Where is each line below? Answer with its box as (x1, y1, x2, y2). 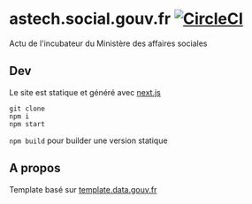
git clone (9, 104, 46, 113)
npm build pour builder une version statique (9, 135, 168, 146)
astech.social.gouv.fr (9, 9, 171, 29)
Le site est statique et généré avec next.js (9, 87, 162, 97)
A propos (9, 161, 61, 176)
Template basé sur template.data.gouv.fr (9, 184, 157, 194)
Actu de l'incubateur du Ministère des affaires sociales (9, 38, 208, 49)
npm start (9, 119, 46, 128)
